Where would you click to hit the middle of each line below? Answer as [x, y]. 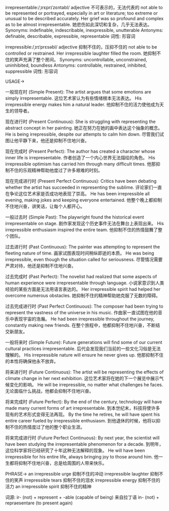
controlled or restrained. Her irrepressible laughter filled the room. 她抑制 [81, 53]
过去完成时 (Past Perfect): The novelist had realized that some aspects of [81, 276]
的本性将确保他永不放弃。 [32, 361]
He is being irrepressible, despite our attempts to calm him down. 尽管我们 [82, 134]
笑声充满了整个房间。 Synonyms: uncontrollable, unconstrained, [80, 59]
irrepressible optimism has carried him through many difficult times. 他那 [81, 164]
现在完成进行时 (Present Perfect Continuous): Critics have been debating [81, 181]
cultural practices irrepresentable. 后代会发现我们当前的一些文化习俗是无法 [83, 349]
